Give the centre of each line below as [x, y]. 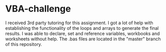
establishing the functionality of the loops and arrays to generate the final [82, 28]
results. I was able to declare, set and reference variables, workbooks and [82, 33]
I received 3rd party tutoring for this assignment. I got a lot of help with [79, 23]
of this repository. [24, 44]
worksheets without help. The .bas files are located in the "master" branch [83, 39]
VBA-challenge [38, 9]
